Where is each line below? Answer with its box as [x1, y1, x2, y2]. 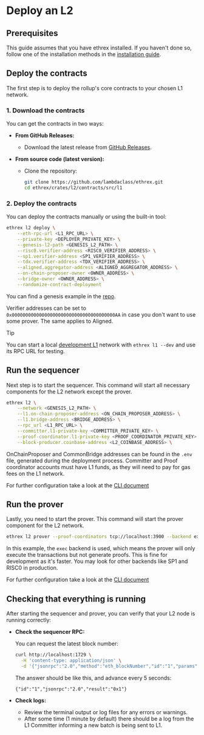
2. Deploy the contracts [6, 199, 77, 207]
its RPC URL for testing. [6, 347, 65, 354]
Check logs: [15, 697, 47, 704]
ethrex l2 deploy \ [6, 225, 56, 231]
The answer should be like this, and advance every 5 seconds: [15, 674, 172, 681]
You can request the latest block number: [15, 640, 118, 647]
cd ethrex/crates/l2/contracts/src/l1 [24, 184, 123, 191]
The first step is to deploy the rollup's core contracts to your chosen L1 [6, 84, 183, 91]
